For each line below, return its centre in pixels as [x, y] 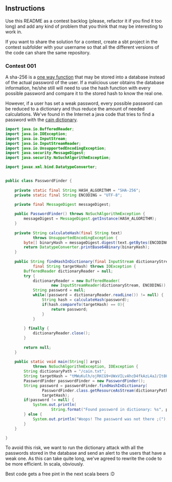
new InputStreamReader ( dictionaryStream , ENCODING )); [110, 285]
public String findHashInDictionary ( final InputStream [74, 262]
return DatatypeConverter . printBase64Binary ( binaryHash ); [87, 247]
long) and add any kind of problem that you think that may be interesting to [84, 26]
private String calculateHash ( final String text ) [69, 233]
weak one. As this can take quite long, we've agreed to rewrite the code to [84, 458]
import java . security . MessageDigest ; [46, 153]
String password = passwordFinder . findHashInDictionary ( [85, 385]
